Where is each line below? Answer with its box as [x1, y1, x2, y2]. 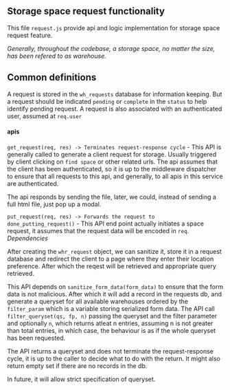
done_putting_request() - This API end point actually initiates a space [7, 219, 205, 228]
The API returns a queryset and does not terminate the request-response [7, 347, 214, 355]
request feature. [7, 31, 53, 39]
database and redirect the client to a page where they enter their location [7, 254, 214, 263]
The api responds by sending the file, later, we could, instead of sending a [7, 193, 216, 201]
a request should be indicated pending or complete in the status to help [7, 97, 207, 105]
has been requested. [7, 334, 66, 342]
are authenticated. [7, 179, 59, 188]
